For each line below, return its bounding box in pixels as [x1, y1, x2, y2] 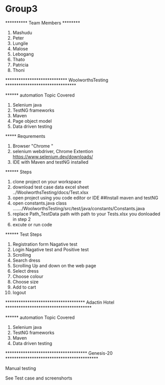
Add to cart [12, 284, 36, 290]
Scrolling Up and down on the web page [12, 262, 96, 268]
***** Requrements [5, 133, 45, 139]
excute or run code [12, 221, 52, 227]
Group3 [5, 3, 38, 15]
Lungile [12, 40, 28, 46]
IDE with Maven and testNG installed [12, 159, 89, 165]
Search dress [12, 257, 40, 263]
